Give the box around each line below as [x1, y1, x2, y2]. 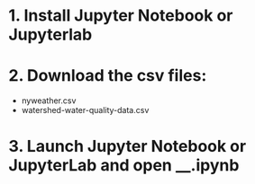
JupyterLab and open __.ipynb [8, 155, 240, 176]
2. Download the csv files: [8, 66, 207, 86]
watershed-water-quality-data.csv [21, 105, 150, 116]
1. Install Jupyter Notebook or [8, 5, 233, 26]
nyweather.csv [21, 95, 77, 106]
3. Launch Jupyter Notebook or [8, 136, 247, 157]
